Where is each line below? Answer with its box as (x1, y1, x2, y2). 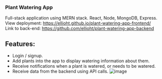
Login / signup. (12, 53, 43, 59)
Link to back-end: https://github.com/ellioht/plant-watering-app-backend (5, 26, 154, 31)
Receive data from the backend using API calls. (12, 68, 109, 75)
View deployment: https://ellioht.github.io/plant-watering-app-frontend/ (5, 20, 151, 26)
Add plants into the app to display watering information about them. (12, 58, 150, 64)
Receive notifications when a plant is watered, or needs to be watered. (12, 63, 156, 69)
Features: (5, 40, 36, 48)
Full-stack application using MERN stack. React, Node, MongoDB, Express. (5, 15, 158, 21)
